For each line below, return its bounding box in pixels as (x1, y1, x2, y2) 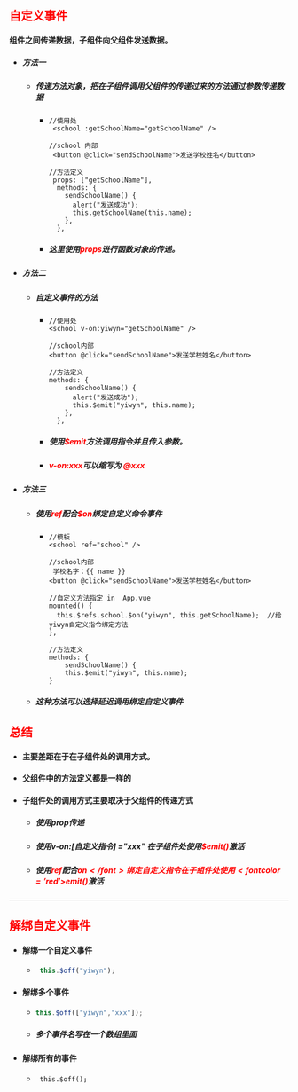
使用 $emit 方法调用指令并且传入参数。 (48, 436, 188, 446)
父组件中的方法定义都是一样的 (21, 773, 131, 783)
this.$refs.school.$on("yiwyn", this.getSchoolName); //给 (56, 611, 282, 620)
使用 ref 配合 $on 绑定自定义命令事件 (35, 508, 162, 519)
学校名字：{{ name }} (52, 567, 126, 577)
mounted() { (48, 601, 93, 610)
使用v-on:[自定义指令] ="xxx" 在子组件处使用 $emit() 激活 (35, 841, 246, 852)
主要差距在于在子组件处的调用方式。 (21, 750, 155, 761)
